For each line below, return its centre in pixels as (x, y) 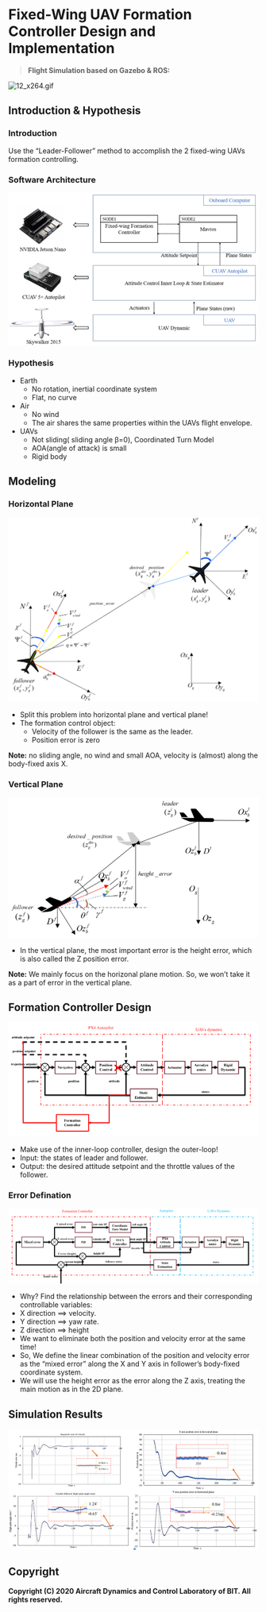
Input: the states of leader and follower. (84, 1158)
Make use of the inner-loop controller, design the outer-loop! (119, 1150)
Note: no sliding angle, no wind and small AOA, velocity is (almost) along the (133, 755)
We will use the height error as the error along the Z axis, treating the (133, 1381)
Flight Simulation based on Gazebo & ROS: (99, 70)
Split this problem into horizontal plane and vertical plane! (114, 714)
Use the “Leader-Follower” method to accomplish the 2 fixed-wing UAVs (127, 150)
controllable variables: (56, 1305)
